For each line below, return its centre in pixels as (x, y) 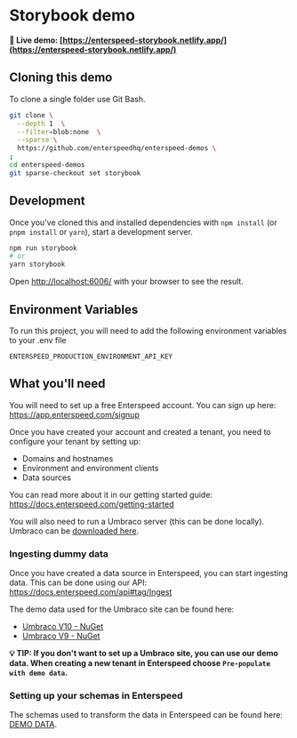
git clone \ (31, 115)
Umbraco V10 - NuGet (63, 627)
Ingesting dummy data (59, 554)
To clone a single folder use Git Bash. (77, 99)
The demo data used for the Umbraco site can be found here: (122, 609)
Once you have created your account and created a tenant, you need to (140, 431)
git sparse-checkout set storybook (75, 173)
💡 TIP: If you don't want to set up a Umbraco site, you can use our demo (144, 654)
